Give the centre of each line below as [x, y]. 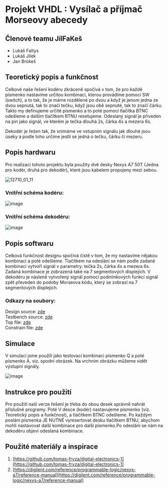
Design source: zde [25, 312]
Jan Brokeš [24, 61]
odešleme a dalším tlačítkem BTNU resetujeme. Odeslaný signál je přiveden [83, 116]
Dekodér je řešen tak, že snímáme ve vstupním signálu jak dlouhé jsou [78, 131]
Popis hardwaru [31, 152]
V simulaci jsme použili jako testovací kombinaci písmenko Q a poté [75, 356]
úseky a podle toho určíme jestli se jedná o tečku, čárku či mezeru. [74, 136]
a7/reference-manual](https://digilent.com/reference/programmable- [84, 475]
